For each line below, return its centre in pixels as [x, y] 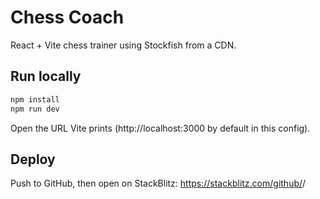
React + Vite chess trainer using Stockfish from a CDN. [123, 45]
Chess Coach [67, 17]
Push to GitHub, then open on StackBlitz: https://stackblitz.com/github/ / [158, 183]
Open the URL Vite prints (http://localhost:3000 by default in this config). [160, 128]
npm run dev [35, 109]
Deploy [33, 159]
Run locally [46, 76]
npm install [35, 99]
